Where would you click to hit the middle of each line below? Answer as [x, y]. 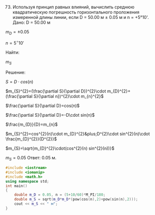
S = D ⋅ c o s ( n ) [19, 82]
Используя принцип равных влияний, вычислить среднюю [73, 7]
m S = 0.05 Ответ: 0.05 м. [31, 158]
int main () [16, 186]
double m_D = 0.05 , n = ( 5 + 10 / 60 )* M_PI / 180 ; [60, 195]
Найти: [13, 52]
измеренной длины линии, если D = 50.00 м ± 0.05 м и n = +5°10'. [81, 17]
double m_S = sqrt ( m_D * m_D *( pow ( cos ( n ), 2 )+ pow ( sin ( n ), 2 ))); [76, 200]
